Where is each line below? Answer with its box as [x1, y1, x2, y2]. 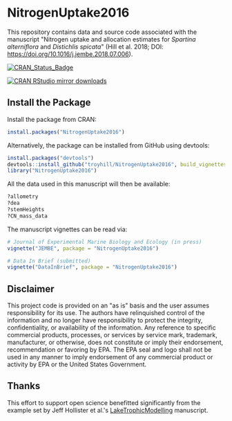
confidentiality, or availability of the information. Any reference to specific [7, 323, 216, 332]
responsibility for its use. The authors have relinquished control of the [7, 309, 205, 317]
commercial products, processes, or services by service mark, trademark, [7, 331, 217, 339]
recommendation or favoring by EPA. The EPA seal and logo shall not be [7, 346, 212, 354]
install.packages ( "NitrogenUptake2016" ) [7, 128, 126, 136]
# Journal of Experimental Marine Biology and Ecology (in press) [7, 238, 202, 245]
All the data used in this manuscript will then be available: [7, 180, 171, 188]
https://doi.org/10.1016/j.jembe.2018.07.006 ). [7, 50, 133, 58]
